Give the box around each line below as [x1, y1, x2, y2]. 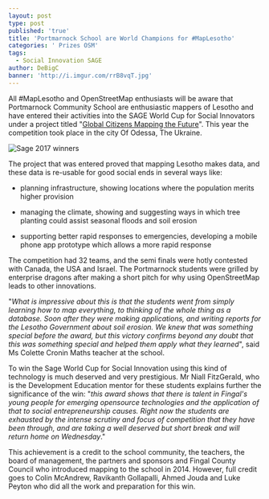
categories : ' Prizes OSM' [8, 42, 99, 50]
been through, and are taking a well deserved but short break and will [8, 423, 240, 432]
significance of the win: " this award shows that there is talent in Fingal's [8, 389, 247, 399]
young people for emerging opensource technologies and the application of [8, 397, 259, 407]
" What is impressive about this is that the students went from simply [8, 297, 234, 306]
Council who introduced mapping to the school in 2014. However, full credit [8, 464, 258, 474]
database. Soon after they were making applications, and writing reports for [8, 313, 261, 323]
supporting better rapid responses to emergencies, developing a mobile [19, 231, 258, 241]
